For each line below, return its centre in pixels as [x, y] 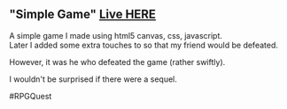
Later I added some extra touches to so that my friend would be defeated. [144, 45]
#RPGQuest [31, 96]
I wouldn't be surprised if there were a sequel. [93, 79]
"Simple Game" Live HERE [83, 15]
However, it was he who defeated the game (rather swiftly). [117, 62]
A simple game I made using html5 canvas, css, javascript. [116, 35]
